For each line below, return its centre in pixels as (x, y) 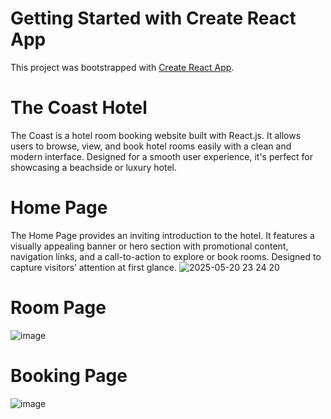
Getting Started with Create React (153, 18)
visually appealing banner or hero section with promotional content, (149, 246)
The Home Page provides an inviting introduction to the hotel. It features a (162, 235)
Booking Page (69, 375)
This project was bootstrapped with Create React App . (122, 67)
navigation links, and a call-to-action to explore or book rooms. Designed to (166, 256)
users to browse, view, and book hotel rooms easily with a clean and (151, 146)
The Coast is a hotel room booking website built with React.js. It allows (156, 135)
